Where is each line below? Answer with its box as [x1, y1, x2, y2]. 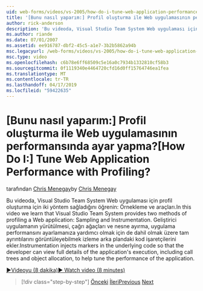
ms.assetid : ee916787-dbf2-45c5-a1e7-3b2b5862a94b [6, 43, 137, 49]
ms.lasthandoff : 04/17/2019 [6, 82, 77, 88]
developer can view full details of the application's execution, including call [6, 248, 193, 255]
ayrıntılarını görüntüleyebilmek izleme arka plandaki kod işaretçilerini [6, 235, 176, 243]
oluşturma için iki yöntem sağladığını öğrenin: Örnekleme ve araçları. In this [6, 203, 192, 211]
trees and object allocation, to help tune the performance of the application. [6, 255, 195, 262]
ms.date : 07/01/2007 [6, 37, 59, 43]
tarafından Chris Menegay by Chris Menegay [6, 185, 117, 192]
